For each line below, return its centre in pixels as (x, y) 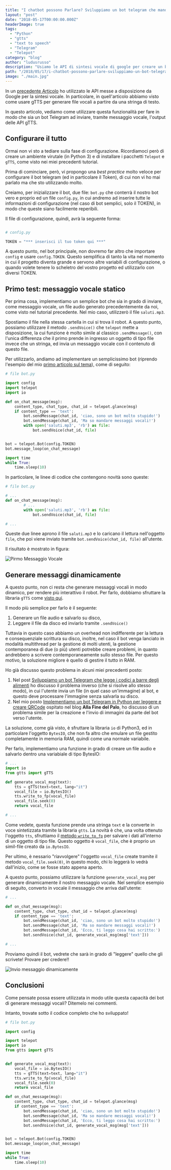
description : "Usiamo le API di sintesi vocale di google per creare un (84, 67)
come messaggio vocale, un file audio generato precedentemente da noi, (82, 307)
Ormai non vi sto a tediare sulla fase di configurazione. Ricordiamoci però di (85, 151)
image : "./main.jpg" (27, 77)
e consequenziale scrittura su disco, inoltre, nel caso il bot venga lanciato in (85, 639)
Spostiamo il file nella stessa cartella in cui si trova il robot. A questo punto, (84, 322)
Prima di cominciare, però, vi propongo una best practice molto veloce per (83, 172)
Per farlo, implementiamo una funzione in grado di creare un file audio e (81, 749)
